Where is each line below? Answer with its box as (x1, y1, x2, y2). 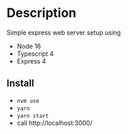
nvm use (16, 97, 39, 104)
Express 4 (16, 56, 46, 65)
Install (6, 78, 34, 90)
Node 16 (16, 42, 41, 50)
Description (6, 5, 77, 21)
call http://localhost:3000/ (16, 118, 93, 127)
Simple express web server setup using (6, 28, 121, 37)
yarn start (16, 112, 49, 119)
